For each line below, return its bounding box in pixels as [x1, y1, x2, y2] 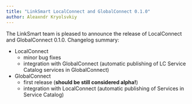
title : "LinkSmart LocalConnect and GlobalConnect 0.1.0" [6, 8, 150, 15]
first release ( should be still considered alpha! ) [23, 78, 139, 85]
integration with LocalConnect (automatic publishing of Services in [23, 85, 184, 92]
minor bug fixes [23, 54, 61, 61]
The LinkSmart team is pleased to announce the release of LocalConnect [6, 30, 183, 37]
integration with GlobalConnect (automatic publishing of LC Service [23, 60, 186, 67]
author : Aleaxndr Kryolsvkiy [6, 14, 77, 20]
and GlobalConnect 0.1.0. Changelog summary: [6, 36, 119, 43]
